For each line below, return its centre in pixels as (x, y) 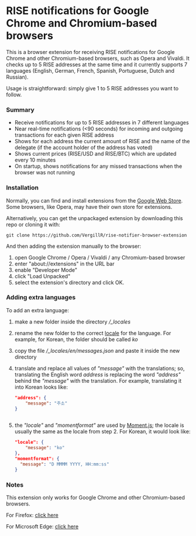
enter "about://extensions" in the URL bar (64, 264)
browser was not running (44, 173)
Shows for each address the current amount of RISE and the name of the (102, 141)
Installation (23, 188)
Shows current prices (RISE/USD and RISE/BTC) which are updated (95, 154)
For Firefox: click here (32, 515)
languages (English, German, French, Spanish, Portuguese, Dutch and (90, 70)
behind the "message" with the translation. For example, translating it (98, 380)
